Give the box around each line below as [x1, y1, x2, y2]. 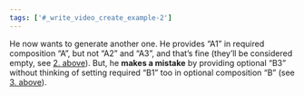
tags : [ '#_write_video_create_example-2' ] [9, 13, 172, 23]
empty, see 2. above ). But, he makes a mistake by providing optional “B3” [9, 57, 287, 68]
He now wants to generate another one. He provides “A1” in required [9, 38, 265, 49]
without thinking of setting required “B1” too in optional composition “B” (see [9, 67, 295, 78]
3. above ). [9, 76, 47, 87]
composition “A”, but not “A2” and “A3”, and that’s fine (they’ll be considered [9, 47, 293, 59]
